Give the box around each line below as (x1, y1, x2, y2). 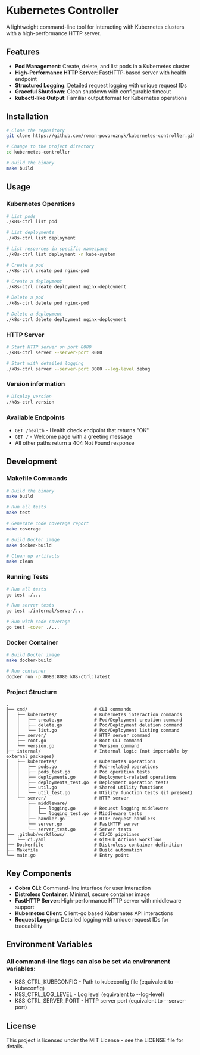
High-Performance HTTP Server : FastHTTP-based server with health (14, 69, 186, 76)
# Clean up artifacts (6, 553, 60, 559)
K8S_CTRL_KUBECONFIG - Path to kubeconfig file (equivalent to (14, 978, 174, 985)
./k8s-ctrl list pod (6, 219, 58, 225)
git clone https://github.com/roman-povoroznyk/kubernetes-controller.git (6, 133, 196, 139)
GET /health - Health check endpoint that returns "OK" (14, 426, 149, 433)
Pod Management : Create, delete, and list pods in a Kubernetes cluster (14, 63, 190, 70)
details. (6, 1043, 24, 1050)
